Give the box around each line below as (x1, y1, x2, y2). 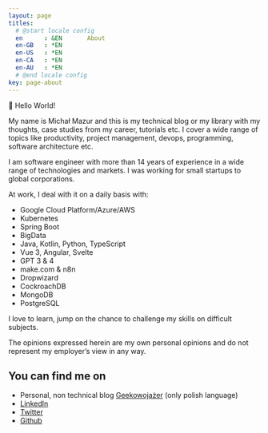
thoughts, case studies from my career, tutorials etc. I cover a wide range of (8, 125, 258, 134)
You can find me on (8, 369, 106, 383)
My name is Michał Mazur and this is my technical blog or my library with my (8, 116, 261, 125)
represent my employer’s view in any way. (8, 346, 146, 356)
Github (19, 416, 42, 426)
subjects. (8, 322, 38, 332)
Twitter (19, 407, 44, 417)
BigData (19, 230, 46, 240)
